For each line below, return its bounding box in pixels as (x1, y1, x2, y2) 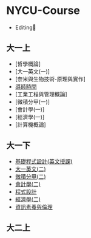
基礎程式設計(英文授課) (15, 157, 73, 165)
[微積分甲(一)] (15, 98, 50, 105)
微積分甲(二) (15, 172, 47, 180)
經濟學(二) (15, 195, 41, 203)
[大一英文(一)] (15, 67, 50, 75)
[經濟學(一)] (15, 113, 45, 120)
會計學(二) (15, 180, 41, 188)
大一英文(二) (15, 165, 47, 172)
